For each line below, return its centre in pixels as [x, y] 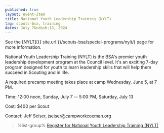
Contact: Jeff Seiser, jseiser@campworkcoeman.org [58, 116]
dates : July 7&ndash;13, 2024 [36, 28]
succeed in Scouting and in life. [37, 72]
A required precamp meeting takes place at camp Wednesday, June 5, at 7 [81, 82]
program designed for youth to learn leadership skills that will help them [78, 67]
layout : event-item [25, 14]
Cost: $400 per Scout [27, 106]
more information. [23, 47]
